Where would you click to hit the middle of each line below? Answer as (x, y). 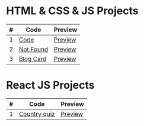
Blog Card (33, 59)
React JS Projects (50, 85)
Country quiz (37, 114)
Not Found (33, 49)
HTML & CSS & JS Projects (72, 11)
